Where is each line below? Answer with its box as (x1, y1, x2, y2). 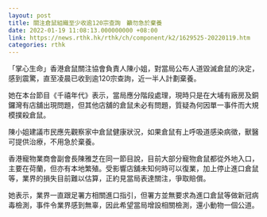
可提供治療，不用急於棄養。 (8, 137, 99, 147)
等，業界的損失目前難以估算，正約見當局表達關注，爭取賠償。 (8, 173, 211, 183)
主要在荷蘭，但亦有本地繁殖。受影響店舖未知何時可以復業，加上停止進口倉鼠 (8, 164, 259, 173)
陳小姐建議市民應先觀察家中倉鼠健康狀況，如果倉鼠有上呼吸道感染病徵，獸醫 (8, 128, 259, 137)
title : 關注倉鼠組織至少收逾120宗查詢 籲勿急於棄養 (8, 19, 163, 27)
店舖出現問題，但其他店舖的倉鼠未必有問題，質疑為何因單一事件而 (29, 101, 245, 110)
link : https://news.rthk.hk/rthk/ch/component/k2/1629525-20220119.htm (8, 33, 250, 42)
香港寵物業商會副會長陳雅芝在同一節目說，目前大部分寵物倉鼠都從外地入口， (8, 154, 259, 163)
